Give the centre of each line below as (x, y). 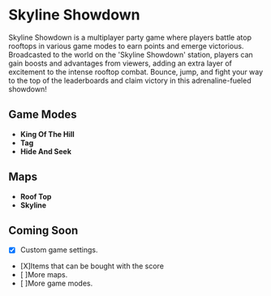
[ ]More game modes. (56, 283)
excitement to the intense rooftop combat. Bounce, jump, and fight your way (136, 71)
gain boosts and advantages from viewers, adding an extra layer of (120, 63)
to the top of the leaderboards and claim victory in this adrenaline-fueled (130, 80)
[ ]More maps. (44, 275)
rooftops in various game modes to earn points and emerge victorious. (126, 45)
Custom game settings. (59, 250)
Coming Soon (43, 230)
